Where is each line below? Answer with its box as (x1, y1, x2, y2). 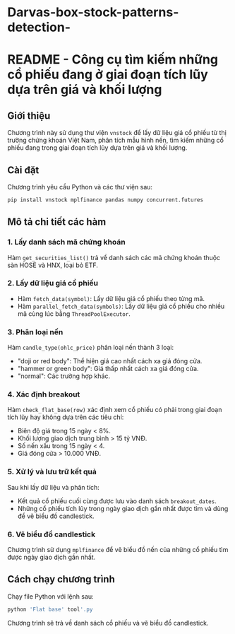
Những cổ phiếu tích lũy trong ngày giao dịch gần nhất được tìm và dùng (17, 504, 229, 512)
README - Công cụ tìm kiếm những (7, 52, 219, 68)
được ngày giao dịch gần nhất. (7, 553, 96, 562)
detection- (7, 19, 71, 35)
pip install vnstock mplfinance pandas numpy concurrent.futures (7, 196, 203, 204)
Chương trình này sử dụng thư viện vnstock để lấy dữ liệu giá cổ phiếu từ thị (7, 129, 227, 137)
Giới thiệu (7, 110, 51, 122)
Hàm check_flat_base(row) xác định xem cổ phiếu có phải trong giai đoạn (7, 406, 222, 414)
